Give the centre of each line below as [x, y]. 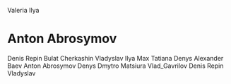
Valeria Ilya [23, 10]
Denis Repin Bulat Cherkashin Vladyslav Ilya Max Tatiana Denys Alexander [115, 58]
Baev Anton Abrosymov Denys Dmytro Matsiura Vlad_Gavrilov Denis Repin [115, 66]
